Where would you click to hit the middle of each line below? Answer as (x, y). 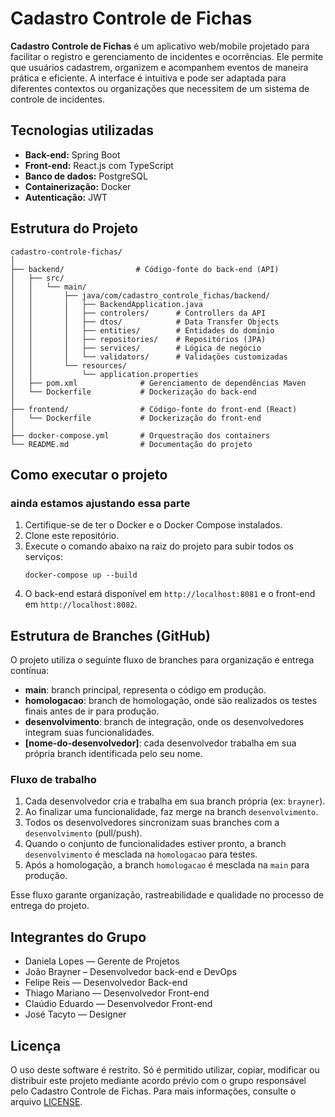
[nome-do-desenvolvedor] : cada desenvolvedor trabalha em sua (160, 743)
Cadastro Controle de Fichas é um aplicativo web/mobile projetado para (160, 46)
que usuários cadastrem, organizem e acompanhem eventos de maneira (159, 67)
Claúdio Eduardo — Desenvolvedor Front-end (118, 1004)
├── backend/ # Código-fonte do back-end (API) (145, 269)
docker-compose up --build (81, 575)
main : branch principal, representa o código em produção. (145, 690)
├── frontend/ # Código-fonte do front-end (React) (154, 409)
